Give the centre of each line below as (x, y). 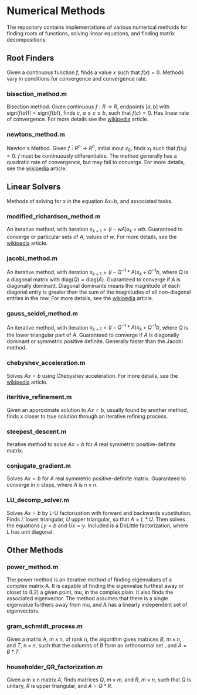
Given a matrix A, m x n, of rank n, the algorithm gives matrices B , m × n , (94, 639)
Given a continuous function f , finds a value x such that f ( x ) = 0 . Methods (95, 72)
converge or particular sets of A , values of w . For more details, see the (92, 237)
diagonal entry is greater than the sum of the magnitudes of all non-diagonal (99, 292)
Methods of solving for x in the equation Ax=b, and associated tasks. (90, 201)
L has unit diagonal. (30, 531)
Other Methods (35, 551)
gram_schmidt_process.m (45, 626)
